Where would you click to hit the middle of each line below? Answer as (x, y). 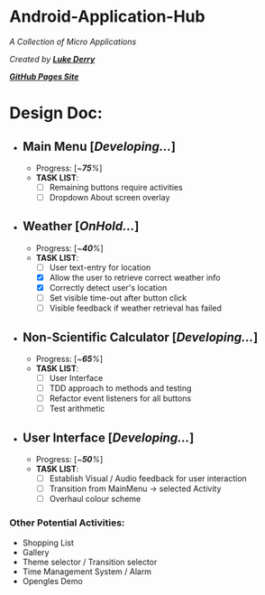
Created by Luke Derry (52, 59)
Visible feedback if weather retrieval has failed (136, 308)
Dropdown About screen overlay (110, 197)
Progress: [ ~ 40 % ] (69, 248)
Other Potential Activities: (67, 523)
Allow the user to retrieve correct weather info (135, 277)
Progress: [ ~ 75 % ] (69, 168)
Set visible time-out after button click (118, 298)
